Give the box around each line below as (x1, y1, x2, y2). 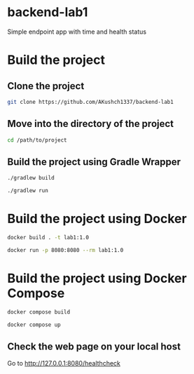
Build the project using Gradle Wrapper (7, 156, 181, 168)
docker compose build (7, 308, 71, 316)
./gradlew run (7, 187, 49, 194)
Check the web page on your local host (7, 340, 181, 352)
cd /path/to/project (7, 136, 68, 144)
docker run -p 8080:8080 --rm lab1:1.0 (7, 246, 124, 253)
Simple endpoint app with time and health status (7, 27, 147, 36)
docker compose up (7, 321, 61, 328)
